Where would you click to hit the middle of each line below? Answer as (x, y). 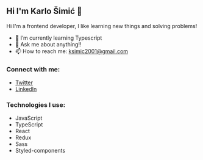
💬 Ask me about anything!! (48, 44)
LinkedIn (26, 89)
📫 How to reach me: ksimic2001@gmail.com (72, 51)
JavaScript (29, 118)
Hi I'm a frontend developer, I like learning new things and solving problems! (102, 26)
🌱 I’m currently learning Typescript (59, 38)
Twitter (24, 82)
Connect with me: (33, 69)
